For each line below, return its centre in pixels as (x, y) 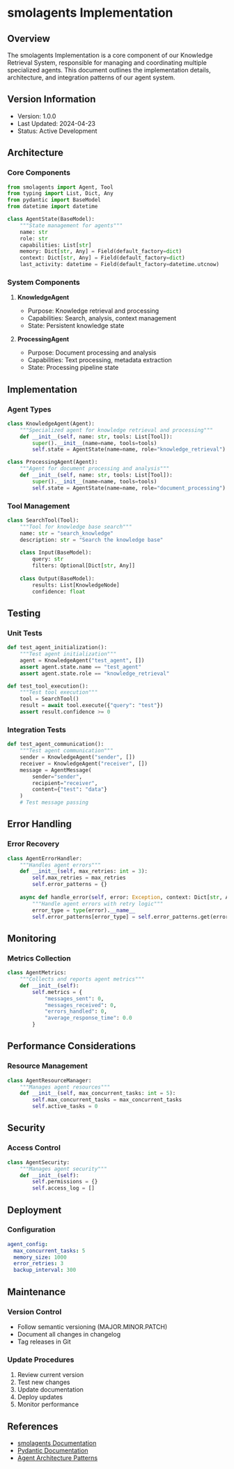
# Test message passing (54, 802)
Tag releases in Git (44, 1342)
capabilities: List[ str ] (56, 245)
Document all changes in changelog (69, 1334)
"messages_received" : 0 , (80, 1005)
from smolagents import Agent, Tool (60, 187)
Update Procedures (41, 1360)
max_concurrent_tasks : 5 (49, 1251)
